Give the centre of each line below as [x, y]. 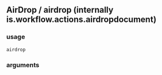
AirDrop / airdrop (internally [60, 10]
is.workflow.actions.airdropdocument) [81, 20]
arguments [23, 65]
